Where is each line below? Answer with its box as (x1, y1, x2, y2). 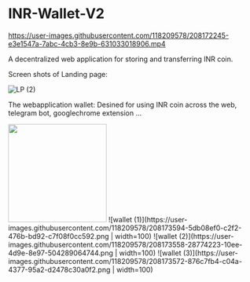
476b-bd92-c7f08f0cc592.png (8, 231, 109, 240)
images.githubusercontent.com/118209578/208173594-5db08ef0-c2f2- (8, 223, 242, 233)
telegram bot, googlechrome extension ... (8, 108, 142, 118)
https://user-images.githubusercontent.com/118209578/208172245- (8, 31, 230, 40)
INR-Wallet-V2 (8, 5, 105, 23)
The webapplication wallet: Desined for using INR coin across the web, (8, 100, 237, 109)
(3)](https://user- (182, 248, 238, 258)
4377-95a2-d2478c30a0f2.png (8, 265, 111, 274)
